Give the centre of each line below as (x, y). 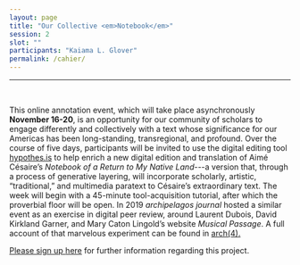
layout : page (33, 17)
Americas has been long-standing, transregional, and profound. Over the (143, 138)
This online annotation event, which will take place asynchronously (132, 110)
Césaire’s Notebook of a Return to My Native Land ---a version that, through (149, 167)
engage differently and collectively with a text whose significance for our (143, 129)
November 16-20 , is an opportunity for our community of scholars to (136, 120)
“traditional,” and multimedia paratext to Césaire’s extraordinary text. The (143, 186)
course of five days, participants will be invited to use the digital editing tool (148, 148)
